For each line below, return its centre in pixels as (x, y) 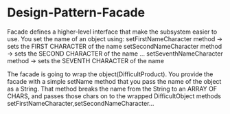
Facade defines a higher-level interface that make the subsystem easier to (112, 32)
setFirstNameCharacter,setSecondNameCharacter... (81, 103)
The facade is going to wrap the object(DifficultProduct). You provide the (110, 74)
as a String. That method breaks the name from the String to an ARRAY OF (112, 89)
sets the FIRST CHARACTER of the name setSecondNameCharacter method (115, 46)
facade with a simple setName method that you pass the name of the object (114, 81)
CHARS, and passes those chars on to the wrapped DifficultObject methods (114, 96)
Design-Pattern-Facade (76, 13)
